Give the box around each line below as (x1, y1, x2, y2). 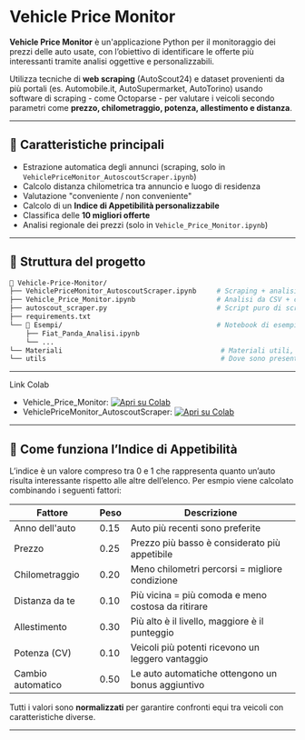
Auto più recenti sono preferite (130, 522, 261, 535)
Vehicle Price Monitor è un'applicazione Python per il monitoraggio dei (9, 36, 276, 47)
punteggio (130, 626, 174, 639)
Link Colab (9, 379, 50, 390)
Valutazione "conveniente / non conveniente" (22, 190, 192, 201)
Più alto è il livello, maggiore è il (130, 615, 264, 628)
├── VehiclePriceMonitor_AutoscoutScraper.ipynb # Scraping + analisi (9, 286, 299, 296)
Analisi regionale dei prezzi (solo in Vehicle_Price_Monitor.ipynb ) (22, 219, 269, 230)
